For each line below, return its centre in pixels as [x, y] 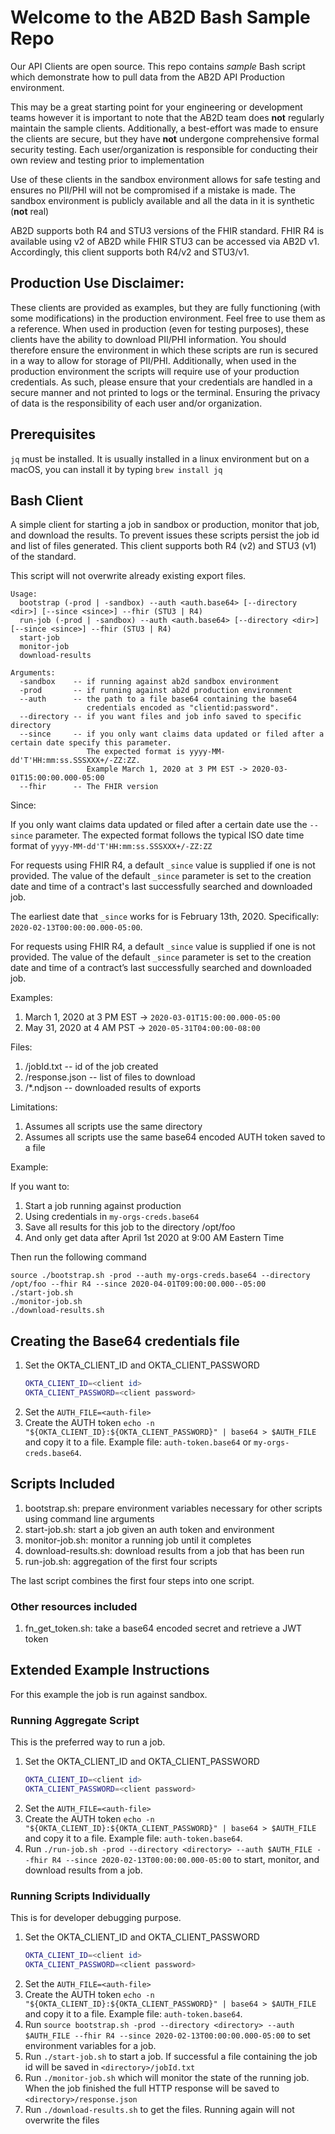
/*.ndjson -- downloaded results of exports [113, 1088]
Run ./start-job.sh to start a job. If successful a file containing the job [171, 2056]
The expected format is [136, 752]
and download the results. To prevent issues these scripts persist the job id [165, 535]
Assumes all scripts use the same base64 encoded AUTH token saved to [175, 1137]
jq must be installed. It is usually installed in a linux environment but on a [160, 458]
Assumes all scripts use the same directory [113, 1127]
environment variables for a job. [90, 2045]
